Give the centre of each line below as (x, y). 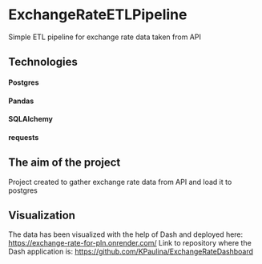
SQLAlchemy (31, 119)
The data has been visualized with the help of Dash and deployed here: (126, 234)
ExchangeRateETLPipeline (98, 15)
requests (24, 137)
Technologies (43, 62)
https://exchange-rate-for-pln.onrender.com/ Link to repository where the (130, 243)
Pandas (21, 101)
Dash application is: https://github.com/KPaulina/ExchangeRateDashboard (131, 252)
